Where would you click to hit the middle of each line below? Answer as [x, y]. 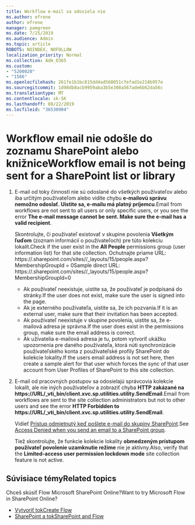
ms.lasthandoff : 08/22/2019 [40, 104]
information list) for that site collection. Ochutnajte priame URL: [90, 253]
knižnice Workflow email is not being [96, 163]
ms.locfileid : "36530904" [37, 109]
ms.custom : [19, 66]
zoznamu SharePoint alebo [72, 151]
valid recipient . [33, 223]
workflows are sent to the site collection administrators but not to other [100, 400]
